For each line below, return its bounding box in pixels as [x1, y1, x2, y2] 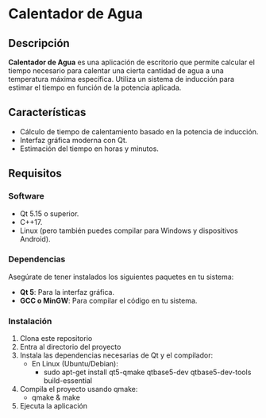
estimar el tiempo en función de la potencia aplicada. [8, 83, 182, 92]
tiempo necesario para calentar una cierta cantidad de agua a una [8, 66, 224, 75]
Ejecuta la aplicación [19, 401, 87, 411]
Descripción [8, 37, 70, 50]
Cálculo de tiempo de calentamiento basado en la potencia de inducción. [19, 126, 259, 136]
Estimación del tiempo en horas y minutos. [19, 144, 159, 153]
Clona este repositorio [19, 334, 93, 343]
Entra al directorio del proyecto [19, 343, 121, 352]
